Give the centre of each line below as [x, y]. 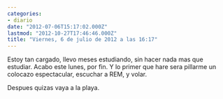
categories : [24, 14]
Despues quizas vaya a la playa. [53, 88]
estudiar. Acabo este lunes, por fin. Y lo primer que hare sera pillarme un [112, 67]
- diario [20, 20]
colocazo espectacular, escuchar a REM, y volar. [77, 75]
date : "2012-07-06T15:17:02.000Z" [58, 26]
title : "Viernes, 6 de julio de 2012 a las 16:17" [82, 40]
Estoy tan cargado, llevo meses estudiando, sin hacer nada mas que [106, 59]
